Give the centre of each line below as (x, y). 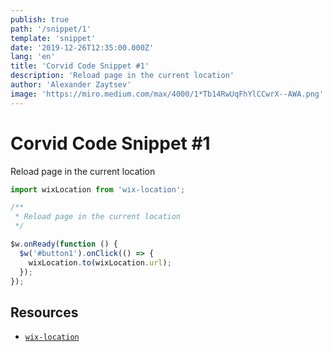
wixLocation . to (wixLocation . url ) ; (100, 262)
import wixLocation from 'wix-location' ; (98, 189)
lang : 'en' (33, 57)
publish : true (40, 19)
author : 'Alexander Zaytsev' (71, 85)
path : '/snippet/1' (51, 29)
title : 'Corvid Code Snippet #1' (80, 66)
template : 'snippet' (53, 38)
